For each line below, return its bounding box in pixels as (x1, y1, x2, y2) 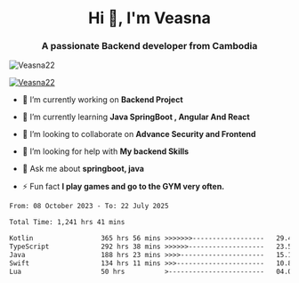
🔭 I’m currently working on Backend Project (21, 94, 184, 105)
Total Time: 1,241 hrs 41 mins (9, 218, 125, 227)
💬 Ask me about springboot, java (21, 164, 145, 174)
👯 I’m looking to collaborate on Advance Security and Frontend (21, 129, 256, 140)
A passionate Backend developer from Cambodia (41, 40, 258, 53)
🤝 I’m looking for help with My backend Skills (21, 146, 190, 157)
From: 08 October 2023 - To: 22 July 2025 (9, 202, 169, 211)
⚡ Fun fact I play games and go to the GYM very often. (21, 182, 225, 192)
